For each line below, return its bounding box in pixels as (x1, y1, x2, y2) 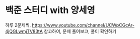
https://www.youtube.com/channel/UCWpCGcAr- (32, 22, 135, 28)
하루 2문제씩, (5, 22, 31, 28)
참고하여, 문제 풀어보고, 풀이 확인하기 (43, 28, 117, 34)
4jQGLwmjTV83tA (5, 28, 43, 34)
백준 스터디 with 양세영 (5, 4, 96, 16)
